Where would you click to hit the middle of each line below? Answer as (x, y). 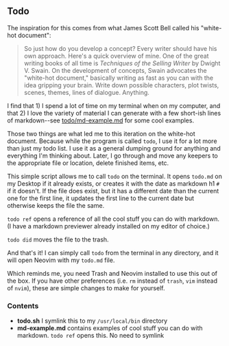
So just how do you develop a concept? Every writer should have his (120, 48)
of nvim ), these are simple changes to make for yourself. (86, 288)
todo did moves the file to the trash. (58, 239)
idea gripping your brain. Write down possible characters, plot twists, (121, 85)
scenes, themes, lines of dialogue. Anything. (86, 92)
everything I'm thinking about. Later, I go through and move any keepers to (112, 155)
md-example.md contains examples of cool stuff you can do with (110, 328)
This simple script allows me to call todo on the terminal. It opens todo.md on (115, 176)
